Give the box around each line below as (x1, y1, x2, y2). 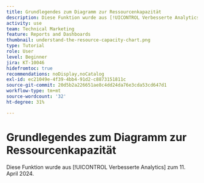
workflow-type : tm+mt (6, 88, 61, 94)
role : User (6, 48, 34, 55)
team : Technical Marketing (6, 25, 75, 32)
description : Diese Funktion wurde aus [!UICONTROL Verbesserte (6, 15, 172, 21)
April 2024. (6, 170, 35, 177)
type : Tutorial (6, 43, 45, 49)
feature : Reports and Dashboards (6, 32, 91, 38)
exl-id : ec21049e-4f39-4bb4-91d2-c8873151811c (6, 76, 126, 82)
